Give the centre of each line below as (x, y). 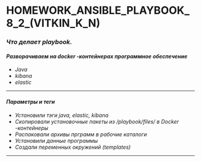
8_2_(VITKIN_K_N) (53, 23)
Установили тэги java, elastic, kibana (62, 115)
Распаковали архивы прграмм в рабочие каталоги (81, 134)
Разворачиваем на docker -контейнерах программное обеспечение (97, 56)
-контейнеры (32, 128)
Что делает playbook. (39, 42)
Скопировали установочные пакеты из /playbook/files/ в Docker (97, 121)
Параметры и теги (31, 101)
